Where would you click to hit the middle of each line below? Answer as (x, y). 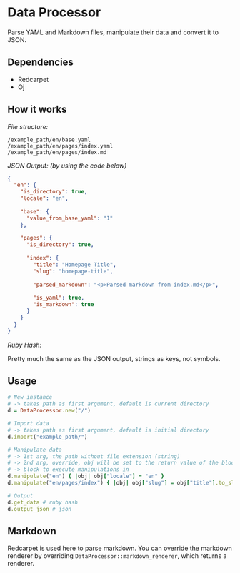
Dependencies (40, 62)
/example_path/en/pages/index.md (57, 152)
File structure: (28, 126)
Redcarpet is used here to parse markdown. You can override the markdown (120, 548)
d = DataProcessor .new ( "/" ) (49, 411)
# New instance (30, 397)
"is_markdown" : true (64, 305)
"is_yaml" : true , (59, 298)
